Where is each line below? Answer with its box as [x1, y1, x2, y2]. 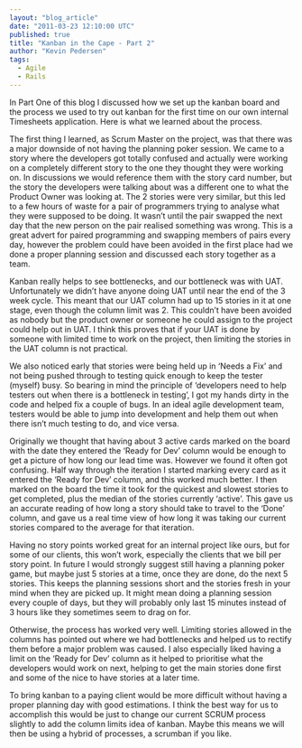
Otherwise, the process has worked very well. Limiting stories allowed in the [9, 624, 292, 635]
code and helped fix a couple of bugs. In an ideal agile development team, [9, 398, 285, 409]
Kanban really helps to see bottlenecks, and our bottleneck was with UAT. [9, 276, 284, 286]
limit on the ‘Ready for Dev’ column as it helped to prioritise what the [9, 652, 264, 664]
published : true [9, 30, 70, 39]
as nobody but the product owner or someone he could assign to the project [9, 313, 293, 325]
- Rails [17, 72, 47, 81]
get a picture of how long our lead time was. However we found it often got [9, 454, 288, 465]
